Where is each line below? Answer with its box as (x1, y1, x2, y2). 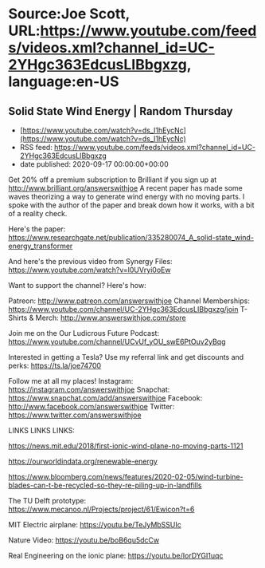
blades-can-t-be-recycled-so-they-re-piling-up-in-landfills (8, 480, 202, 490)
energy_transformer (8, 241, 73, 250)
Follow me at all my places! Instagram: (8, 377, 134, 385)
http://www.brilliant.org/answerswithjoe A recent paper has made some (8, 183, 243, 192)
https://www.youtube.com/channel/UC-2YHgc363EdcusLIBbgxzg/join (8, 305, 239, 314)
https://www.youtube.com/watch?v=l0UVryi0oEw (8, 265, 171, 274)
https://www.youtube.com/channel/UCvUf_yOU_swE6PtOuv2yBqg (8, 337, 226, 346)
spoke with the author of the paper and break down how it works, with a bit (8, 200, 255, 210)
